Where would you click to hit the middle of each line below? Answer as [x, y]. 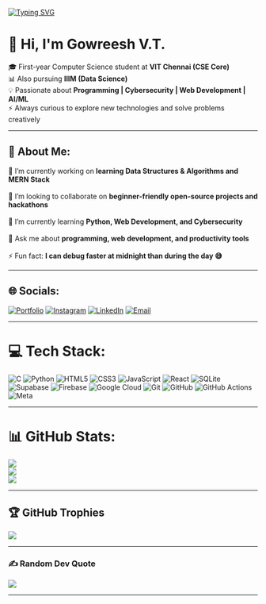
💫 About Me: [40, 152]
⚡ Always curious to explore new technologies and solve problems [116, 108]
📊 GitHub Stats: [62, 436]
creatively [25, 119]
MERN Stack [29, 179]
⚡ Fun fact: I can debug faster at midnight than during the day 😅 [116, 256]
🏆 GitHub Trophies [57, 512]
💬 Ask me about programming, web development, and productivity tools [129, 238]
